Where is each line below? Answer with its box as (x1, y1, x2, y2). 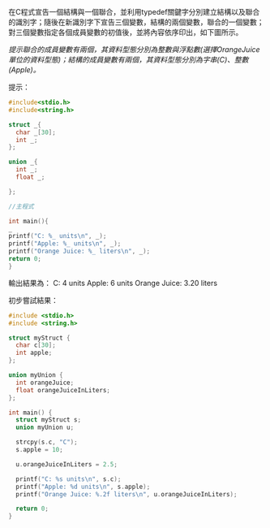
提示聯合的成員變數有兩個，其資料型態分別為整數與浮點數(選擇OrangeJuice (8, 45, 261, 54)
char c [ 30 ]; (15, 341, 57, 349)
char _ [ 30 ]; (15, 128, 57, 136)
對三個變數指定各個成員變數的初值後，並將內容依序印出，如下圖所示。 (8, 28, 243, 37)
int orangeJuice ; (15, 379, 75, 387)
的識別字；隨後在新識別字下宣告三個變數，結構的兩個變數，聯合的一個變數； (8, 17, 264, 27)
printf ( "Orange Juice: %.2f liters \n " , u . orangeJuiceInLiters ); (15, 490, 238, 498)
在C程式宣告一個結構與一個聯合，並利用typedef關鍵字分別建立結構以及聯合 (8, 7, 260, 16)
